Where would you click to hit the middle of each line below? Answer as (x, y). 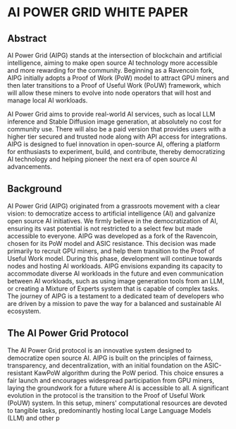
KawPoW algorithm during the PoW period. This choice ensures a (129, 372)
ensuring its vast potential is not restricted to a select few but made (105, 228)
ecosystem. (24, 311)
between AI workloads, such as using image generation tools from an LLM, (116, 281)
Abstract (27, 39)
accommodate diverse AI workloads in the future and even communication (116, 274)
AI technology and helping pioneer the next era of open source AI (102, 159)
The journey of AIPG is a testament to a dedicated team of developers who (116, 296)
